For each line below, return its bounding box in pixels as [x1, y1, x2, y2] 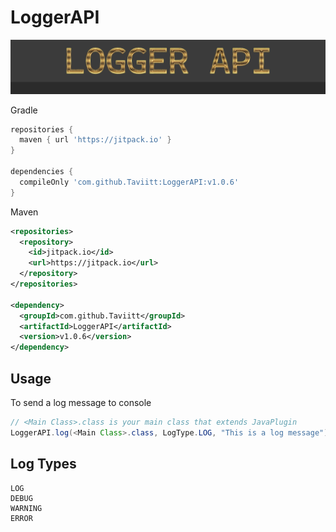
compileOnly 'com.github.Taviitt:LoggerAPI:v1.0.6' [19, 177, 240, 187]
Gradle [10, 104, 38, 116]
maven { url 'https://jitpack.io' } [19, 135, 172, 145]
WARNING [10, 503, 43, 513]
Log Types [10, 456, 77, 473]
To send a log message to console [10, 397, 152, 408]
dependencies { [10, 167, 74, 177]
